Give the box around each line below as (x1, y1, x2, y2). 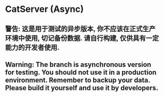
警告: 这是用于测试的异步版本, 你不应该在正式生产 (5, 24, 156, 33)
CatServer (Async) (5, 3, 84, 15)
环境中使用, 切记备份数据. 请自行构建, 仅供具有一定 (5, 34, 160, 42)
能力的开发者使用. (5, 43, 60, 52)
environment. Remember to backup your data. (5, 76, 150, 84)
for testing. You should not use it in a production (5, 68, 157, 77)
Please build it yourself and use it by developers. (5, 84, 159, 92)
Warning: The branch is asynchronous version (5, 60, 152, 69)
